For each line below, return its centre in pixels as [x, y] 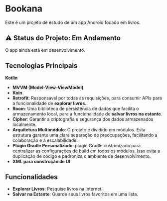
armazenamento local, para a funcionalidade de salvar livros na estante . [87, 114]
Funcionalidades [32, 177]
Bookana [24, 9]
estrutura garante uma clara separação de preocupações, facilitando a [85, 135]
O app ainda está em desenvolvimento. [45, 50]
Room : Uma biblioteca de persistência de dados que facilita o [76, 108]
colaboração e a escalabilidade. [45, 140]
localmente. [24, 124]
